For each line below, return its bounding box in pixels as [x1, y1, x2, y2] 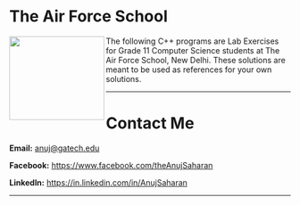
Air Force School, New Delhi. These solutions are [105, 54, 286, 65]
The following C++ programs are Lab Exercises [105, 36, 279, 46]
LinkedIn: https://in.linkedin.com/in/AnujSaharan [9, 176, 187, 188]
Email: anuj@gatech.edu [9, 143, 100, 153]
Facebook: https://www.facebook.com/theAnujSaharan [9, 160, 213, 170]
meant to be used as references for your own [105, 64, 272, 75]
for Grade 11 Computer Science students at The [105, 45, 280, 55]
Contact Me [105, 113, 195, 134]
